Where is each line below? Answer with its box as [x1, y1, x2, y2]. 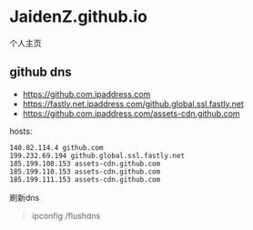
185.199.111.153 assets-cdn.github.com [9, 175, 161, 184]
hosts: [9, 125, 33, 136]
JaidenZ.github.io [9, 6, 148, 27]
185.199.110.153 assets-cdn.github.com [9, 166, 161, 176]
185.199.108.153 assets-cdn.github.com [9, 159, 161, 168]
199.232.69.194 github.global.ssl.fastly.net [9, 151, 185, 160]
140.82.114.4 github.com [9, 143, 104, 152]
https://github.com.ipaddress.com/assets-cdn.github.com [22, 107, 240, 119]
